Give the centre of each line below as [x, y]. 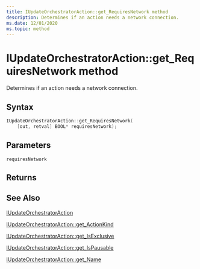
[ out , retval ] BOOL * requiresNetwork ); [67, 126]
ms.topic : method [28, 29]
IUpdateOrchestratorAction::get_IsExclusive [60, 236]
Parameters [29, 145]
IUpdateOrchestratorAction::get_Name [54, 259]
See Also [23, 198]
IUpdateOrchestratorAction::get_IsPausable [60, 247]
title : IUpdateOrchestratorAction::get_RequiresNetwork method [87, 12]
